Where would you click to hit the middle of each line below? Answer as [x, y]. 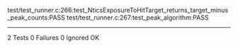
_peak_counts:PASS [36, 17]
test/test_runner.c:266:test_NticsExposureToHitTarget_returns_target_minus [118, 10]
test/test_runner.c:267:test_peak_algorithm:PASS [137, 17]
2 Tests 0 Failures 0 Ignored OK [53, 37]
